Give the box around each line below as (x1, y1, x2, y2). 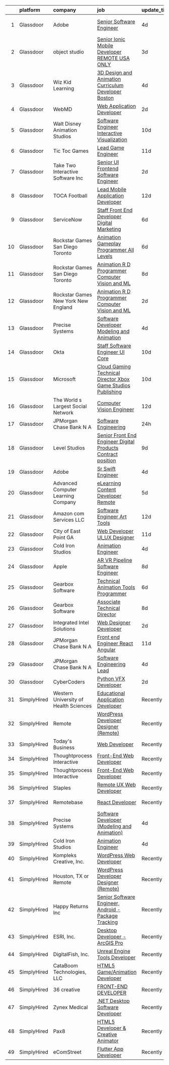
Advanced (53, 480, 77, 486)
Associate (97, 598, 121, 605)
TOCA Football (53, 192, 88, 199)
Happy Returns (53, 903, 89, 910)
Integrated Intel (53, 619, 89, 626)
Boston (97, 94, 114, 101)
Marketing (97, 226, 122, 233)
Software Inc (53, 175, 83, 181)
